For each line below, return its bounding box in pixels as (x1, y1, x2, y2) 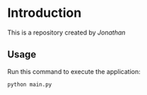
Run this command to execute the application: (7, 67, 141, 75)
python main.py (7, 81, 52, 88)
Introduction (7, 5, 82, 21)
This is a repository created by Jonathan (7, 28, 126, 37)
